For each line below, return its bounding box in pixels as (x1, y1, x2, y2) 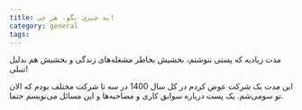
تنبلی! (9, 63, 29, 74)
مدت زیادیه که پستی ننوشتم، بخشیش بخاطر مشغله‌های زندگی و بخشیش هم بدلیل (9, 55, 282, 65)
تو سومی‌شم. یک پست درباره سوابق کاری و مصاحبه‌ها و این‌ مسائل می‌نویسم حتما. (9, 90, 284, 101)
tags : (9, 30, 30, 38)
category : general (9, 21, 78, 30)
